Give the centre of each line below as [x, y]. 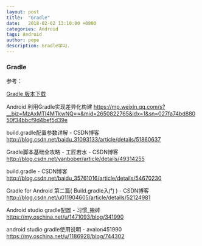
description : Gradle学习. [38, 46]
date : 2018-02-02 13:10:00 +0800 [51, 23]
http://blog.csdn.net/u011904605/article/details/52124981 [78, 197]
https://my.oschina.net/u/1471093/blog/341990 [65, 217]
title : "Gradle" [28, 18]
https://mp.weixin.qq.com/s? [129, 107]
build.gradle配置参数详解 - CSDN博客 [53, 133]
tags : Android [24, 35]
